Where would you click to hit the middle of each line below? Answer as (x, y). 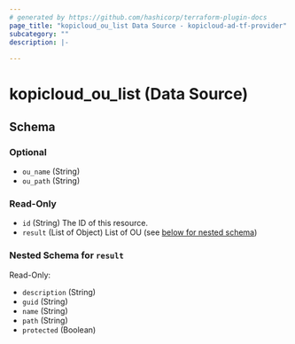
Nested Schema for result (66, 255)
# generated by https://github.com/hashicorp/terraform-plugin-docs (138, 17)
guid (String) (45, 301)
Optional (28, 152)
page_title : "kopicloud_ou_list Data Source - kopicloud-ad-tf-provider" (148, 26)
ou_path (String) (51, 181)
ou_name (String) (51, 171)
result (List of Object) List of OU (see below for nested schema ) (140, 232)
